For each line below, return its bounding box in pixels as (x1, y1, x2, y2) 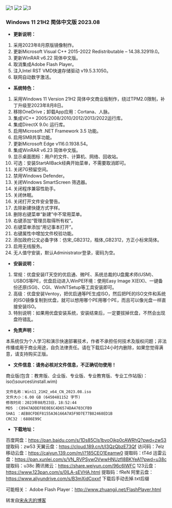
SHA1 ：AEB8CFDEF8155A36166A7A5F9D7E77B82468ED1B (6, 411, 113, 416)
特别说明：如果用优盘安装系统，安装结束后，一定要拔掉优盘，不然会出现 (13, 310, 165, 316)
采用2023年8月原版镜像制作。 (13, 42, 77, 48)
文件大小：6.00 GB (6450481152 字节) (6, 395, 81, 400)
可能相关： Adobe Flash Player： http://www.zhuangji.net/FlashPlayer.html (6, 486, 161, 493)
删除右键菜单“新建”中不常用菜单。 (13, 211, 85, 217)
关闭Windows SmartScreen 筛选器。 (13, 179, 90, 186)
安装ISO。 (17, 303, 39, 310)
